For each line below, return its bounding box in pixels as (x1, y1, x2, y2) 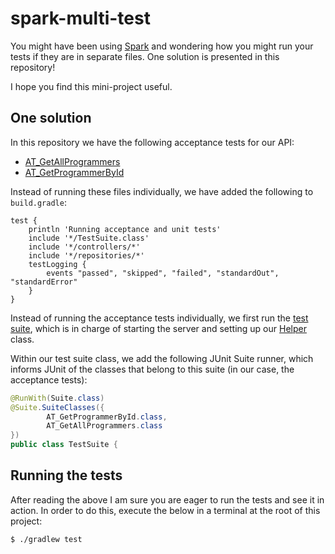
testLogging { (28, 259, 87, 269)
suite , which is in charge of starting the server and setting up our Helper (10, 322, 307, 334)
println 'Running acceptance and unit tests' (28, 224, 222, 234)
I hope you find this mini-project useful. (10, 80, 173, 92)
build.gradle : (10, 196, 67, 208)
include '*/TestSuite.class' (28, 233, 150, 243)
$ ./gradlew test (10, 534, 83, 544)
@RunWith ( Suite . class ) (10, 393, 105, 403)
